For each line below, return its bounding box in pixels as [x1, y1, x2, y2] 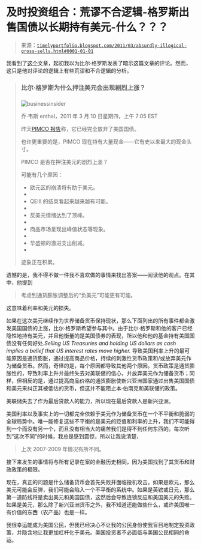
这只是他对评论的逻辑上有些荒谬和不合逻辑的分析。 [6, 67, 132, 74]
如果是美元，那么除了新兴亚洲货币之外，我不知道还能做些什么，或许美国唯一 [6, 501, 195, 508]
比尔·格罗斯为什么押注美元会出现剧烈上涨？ [20, 83, 146, 92]
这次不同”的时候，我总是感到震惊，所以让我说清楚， [14, 432, 142, 440]
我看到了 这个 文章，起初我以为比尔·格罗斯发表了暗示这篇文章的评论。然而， [6, 59, 191, 67]
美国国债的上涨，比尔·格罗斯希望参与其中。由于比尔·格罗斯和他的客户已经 [11, 324, 193, 332]
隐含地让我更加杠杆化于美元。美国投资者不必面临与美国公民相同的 [22, 529, 184, 536]
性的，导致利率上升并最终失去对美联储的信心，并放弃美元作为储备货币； [11, 369, 190, 377]
